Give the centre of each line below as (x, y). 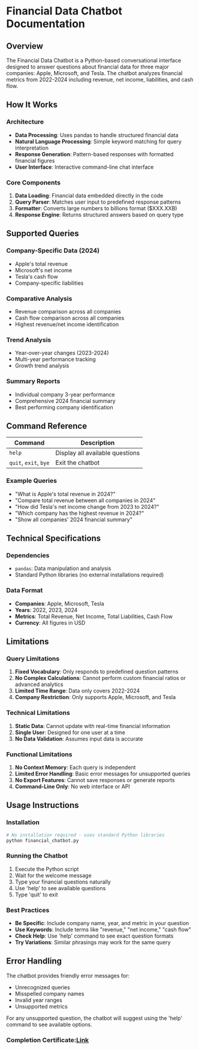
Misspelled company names (49, 994)
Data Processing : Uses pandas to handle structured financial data (97, 135)
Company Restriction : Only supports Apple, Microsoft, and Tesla (95, 697)
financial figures (35, 160)
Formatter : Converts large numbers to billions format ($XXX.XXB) (96, 208)
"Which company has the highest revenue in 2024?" (79, 513)
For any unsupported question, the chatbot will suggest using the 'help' (94, 1018)
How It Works (32, 105)
